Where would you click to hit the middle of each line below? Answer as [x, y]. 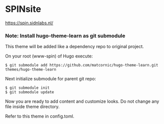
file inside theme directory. [32, 107]
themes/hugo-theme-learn [31, 70]
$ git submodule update [30, 92]
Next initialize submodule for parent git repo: [51, 79]
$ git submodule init [27, 88]
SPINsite [23, 9]
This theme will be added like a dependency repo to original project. [75, 47]
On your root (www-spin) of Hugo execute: [49, 56]
